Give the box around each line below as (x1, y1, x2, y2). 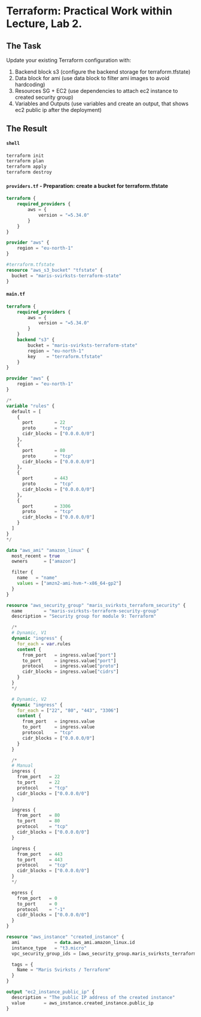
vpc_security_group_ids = (11, 951, 77, 957)
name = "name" (17, 575, 58, 581)
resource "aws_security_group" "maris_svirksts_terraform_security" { (6, 602, 186, 608)
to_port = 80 (17, 818, 60, 824)
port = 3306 (22, 503, 71, 509)
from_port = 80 (17, 812, 60, 818)
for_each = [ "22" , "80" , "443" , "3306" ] (17, 708, 119, 714)
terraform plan (6, 158, 44, 164)
